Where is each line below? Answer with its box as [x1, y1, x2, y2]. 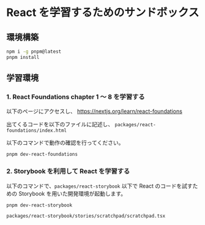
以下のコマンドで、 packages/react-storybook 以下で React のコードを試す [6, 182, 193, 189]
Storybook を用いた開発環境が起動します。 [18, 189, 127, 197]
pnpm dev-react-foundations [6, 151, 78, 158]
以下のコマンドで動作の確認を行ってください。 [6, 139, 124, 147]
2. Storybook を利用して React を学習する [6, 167, 130, 175]
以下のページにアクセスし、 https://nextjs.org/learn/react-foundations [6, 108, 182, 115]
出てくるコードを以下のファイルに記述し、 [6, 121, 114, 128]
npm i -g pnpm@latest [6, 48, 62, 55]
